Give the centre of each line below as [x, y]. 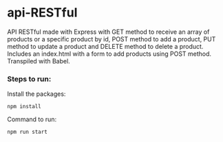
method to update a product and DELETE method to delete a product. [105, 46]
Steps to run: [29, 79]
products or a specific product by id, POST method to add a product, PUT [111, 39]
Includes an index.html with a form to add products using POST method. [109, 54]
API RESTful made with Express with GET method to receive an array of [108, 32]
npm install [24, 107]
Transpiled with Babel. [39, 61]
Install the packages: [36, 94]
